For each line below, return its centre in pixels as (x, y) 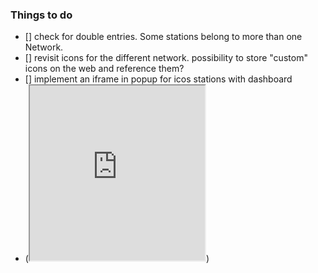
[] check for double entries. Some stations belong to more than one (163, 37)
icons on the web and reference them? (104, 69)
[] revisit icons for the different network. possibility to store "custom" (166, 58)
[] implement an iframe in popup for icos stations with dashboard (158, 79)
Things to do (41, 15)
